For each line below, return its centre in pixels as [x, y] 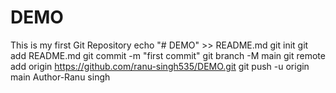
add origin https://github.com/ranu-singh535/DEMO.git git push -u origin [160, 66]
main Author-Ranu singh [60, 77]
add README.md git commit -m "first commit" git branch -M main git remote [168, 55]
